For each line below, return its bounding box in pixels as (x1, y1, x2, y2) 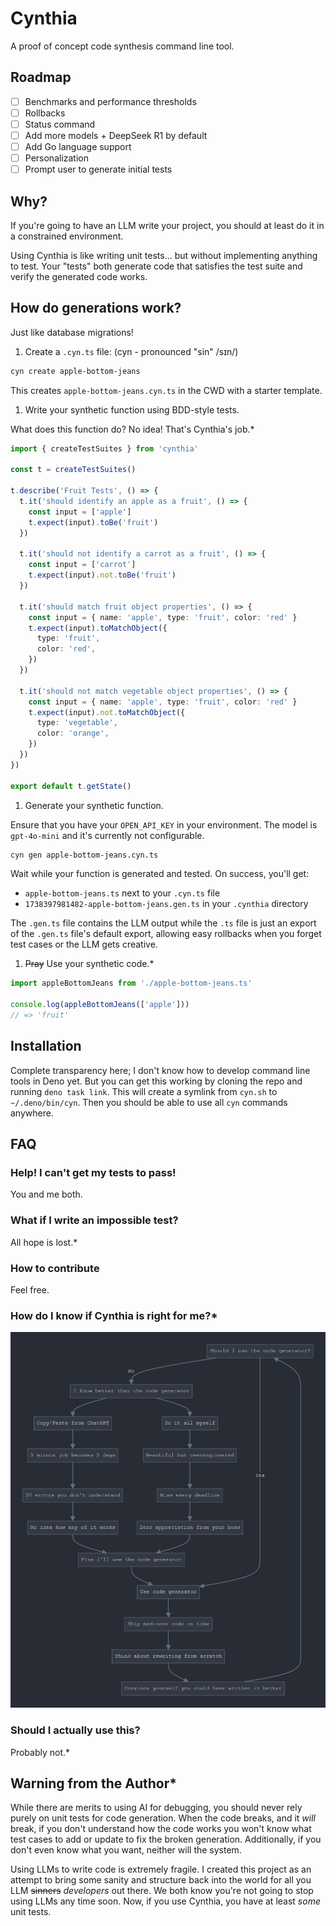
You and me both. (10, 1188, 83, 1201)
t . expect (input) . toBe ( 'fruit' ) (28, 517, 159, 527)
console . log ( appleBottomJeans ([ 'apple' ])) (10, 1000, 190, 1010)
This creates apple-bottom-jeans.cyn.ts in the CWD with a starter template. (10, 384, 323, 396)
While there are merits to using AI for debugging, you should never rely (10, 1802, 303, 1814)
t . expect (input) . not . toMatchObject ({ (28, 707, 186, 717)
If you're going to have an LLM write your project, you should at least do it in (10, 220, 325, 231)
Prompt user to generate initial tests (24, 163, 173, 176)
